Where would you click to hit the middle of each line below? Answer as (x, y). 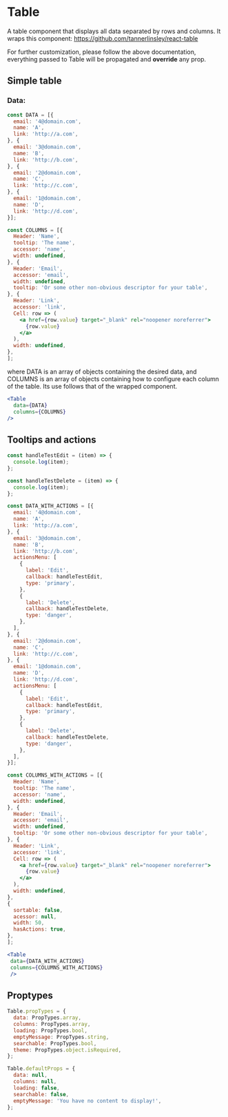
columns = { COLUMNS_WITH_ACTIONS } (56, 967)
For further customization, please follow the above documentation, (102, 52)
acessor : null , (35, 916)
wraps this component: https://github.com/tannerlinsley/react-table (103, 38)
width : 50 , (29, 923)
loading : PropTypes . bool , (51, 1030)
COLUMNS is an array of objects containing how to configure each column (113, 379)
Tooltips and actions (52, 439)
